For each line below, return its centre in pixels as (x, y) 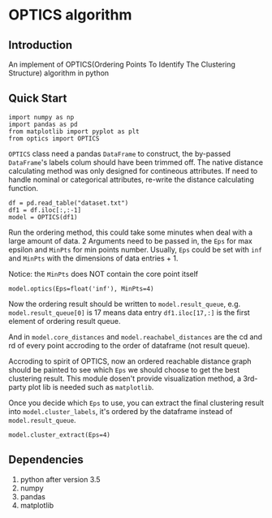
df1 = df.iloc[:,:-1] (45, 210)
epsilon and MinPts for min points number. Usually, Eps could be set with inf (135, 249)
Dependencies (46, 460)
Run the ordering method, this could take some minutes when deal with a (131, 232)
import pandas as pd (43, 124)
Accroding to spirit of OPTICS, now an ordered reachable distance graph (130, 361)
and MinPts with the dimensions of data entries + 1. (93, 258)
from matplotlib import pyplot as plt (74, 132)
